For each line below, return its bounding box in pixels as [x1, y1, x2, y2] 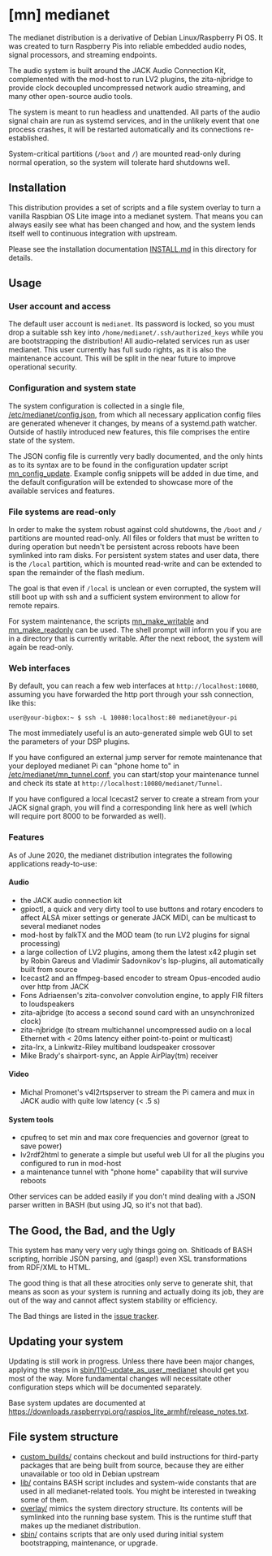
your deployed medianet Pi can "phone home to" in [8, 761, 180, 771]
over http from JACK [19, 981, 89, 992]
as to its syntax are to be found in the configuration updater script [8, 460, 229, 469]
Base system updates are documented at [8, 1398, 146, 1407]
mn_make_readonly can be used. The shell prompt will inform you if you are [8, 625, 262, 635]
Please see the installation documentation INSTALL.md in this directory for [8, 244, 257, 253]
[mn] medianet [8, 6, 110, 24]
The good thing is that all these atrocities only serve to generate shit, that [8, 1278, 253, 1288]
